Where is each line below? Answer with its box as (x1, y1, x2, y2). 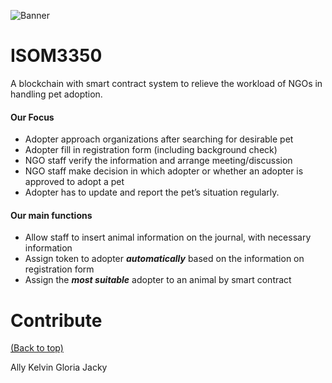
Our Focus (10, 111, 55, 123)
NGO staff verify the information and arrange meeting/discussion (24, 155, 293, 167)
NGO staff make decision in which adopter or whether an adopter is (24, 165, 304, 177)
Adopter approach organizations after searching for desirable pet (24, 133, 294, 145)
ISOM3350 (10, 45, 103, 67)
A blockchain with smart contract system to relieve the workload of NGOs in (10, 77, 323, 89)
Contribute (10, 309, 103, 332)
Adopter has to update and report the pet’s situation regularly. (24, 186, 280, 199)
